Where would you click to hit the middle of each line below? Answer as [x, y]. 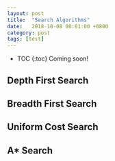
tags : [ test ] [26, 39]
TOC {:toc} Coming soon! [53, 58]
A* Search [30, 150]
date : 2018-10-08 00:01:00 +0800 [58, 26]
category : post [29, 33]
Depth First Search [48, 80]
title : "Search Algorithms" [49, 20]
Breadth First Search [52, 104]
